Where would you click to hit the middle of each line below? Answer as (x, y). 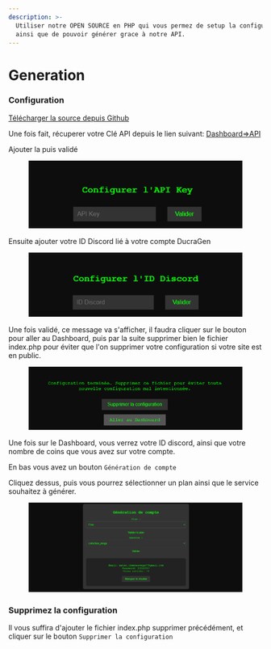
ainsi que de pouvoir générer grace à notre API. (100, 34)
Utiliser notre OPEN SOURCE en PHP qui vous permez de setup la (126, 25)
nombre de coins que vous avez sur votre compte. (92, 452)
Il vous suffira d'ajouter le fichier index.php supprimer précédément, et (126, 628)
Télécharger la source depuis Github (69, 118)
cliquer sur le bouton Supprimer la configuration (91, 636)
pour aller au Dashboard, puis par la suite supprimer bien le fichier (118, 339)
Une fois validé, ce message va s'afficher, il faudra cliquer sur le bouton (127, 330)
